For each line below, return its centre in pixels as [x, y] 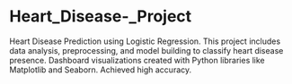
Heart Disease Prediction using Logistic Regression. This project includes [145, 41]
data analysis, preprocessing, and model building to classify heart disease [146, 50]
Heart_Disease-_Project [101, 17]
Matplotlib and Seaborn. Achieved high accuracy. [101, 70]
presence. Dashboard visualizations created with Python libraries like [137, 60]
